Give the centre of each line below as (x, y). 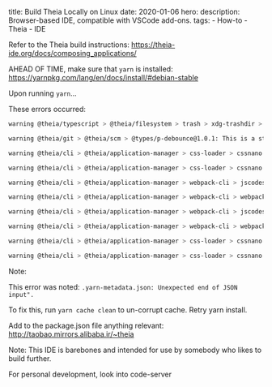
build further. (30, 358)
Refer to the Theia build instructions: (69, 45)
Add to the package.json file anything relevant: (86, 325)
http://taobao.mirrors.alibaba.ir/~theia (71, 334)
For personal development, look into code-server (90, 374)
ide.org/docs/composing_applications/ (73, 53)
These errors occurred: (47, 109)
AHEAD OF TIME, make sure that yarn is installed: (91, 69)
